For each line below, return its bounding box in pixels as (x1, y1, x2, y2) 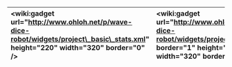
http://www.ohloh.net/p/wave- (28, 17, 133, 27)
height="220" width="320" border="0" (10, 43, 146, 52)
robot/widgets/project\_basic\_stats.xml (10, 34, 146, 44)
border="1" (156, 43, 195, 52)
